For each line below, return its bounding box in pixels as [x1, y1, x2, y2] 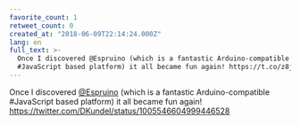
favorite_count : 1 [9, 12, 78, 22]
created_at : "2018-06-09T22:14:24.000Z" [9, 29, 162, 38]
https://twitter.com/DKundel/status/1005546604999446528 [9, 105, 230, 116]
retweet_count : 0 [9, 21, 74, 30]
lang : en [9, 37, 42, 47]
